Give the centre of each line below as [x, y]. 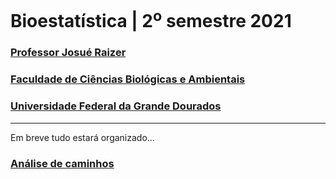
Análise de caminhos [62, 163]
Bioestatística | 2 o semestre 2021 [151, 19]
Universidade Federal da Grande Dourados [116, 106]
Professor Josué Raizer [68, 53]
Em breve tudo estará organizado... [82, 137]
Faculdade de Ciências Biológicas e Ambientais [128, 79]
